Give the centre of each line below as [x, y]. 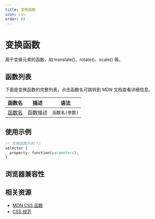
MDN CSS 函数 [28, 205]
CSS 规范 [22, 212]
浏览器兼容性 [25, 174]
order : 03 [15, 19]
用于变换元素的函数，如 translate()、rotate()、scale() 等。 [64, 59]
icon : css [15, 14]
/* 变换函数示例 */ [23, 143]
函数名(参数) [66, 113]
